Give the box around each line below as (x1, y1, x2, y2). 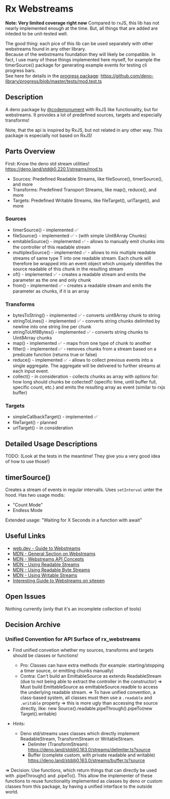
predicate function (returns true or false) (12, 352, 97, 358)
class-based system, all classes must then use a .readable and (20, 694, 152, 701)
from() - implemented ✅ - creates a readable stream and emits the (12, 282, 152, 288)
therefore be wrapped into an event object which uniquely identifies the (12, 260, 162, 266)
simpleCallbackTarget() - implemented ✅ (12, 414, 98, 420)
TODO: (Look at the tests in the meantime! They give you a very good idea (5, 453, 160, 459)
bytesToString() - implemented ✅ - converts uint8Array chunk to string (12, 312, 161, 319)
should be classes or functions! (12, 652, 79, 658)
